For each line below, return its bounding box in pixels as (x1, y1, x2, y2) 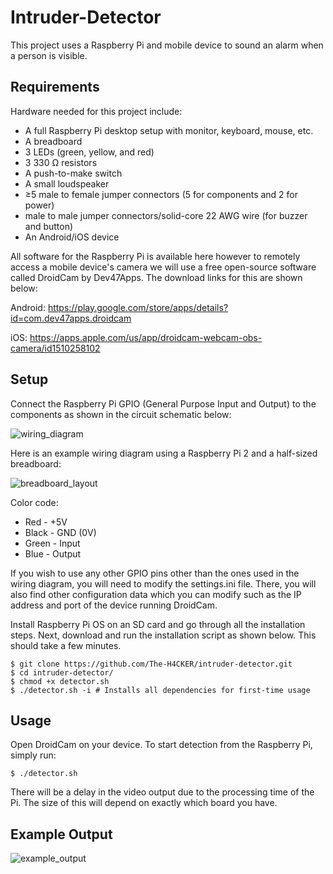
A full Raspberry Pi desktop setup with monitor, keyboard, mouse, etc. (24, 124, 314, 136)
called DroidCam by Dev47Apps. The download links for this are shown (10, 271, 303, 283)
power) (24, 199, 55, 211)
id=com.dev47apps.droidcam (10, 312, 132, 324)
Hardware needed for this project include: (10, 105, 183, 117)
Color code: (10, 496, 59, 508)
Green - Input (24, 537, 81, 549)
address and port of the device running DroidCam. (10, 599, 218, 611)
